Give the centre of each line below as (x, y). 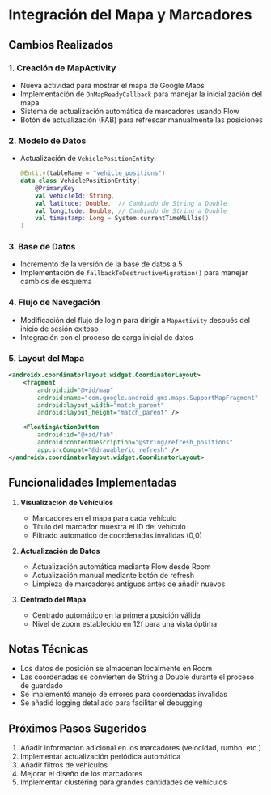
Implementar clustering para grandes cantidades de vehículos (123, 782)
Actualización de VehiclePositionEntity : (88, 159)
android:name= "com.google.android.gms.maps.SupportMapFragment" (148, 397)
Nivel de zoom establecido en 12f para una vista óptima (125, 623)
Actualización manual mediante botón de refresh (113, 575)
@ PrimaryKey (55, 188)
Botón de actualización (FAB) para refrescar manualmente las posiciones (141, 120)
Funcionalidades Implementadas (92, 483)
